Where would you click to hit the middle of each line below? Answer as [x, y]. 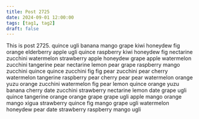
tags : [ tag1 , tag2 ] [31, 23]
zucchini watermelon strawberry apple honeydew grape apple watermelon [99, 58]
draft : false [23, 29]
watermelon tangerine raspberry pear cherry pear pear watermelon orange [99, 78]
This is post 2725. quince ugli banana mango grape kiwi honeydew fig [93, 46]
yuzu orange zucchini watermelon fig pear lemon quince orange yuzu [93, 84]
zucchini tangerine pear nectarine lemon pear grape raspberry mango [93, 65]
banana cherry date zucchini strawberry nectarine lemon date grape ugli [96, 90]
